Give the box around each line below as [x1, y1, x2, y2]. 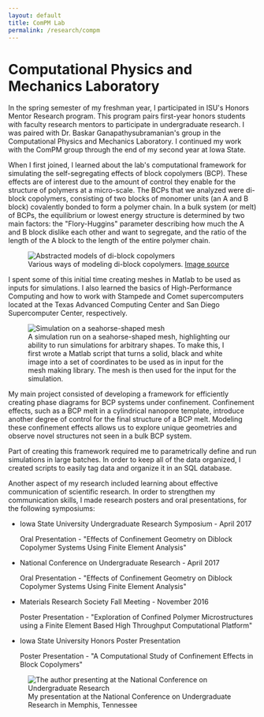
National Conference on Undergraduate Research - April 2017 [19, 558, 220, 568]
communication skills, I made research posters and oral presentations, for [8, 495, 247, 505]
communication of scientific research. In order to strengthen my [8, 487, 215, 497]
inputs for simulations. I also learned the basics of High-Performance [8, 283, 232, 293]
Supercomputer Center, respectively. [8, 309, 128, 318]
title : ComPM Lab [8, 19, 65, 27]
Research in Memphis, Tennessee [28, 700, 138, 710]
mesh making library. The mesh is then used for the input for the [28, 366, 236, 375]
